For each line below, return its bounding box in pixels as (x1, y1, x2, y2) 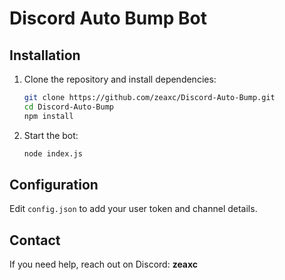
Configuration (9, 176, 99, 193)
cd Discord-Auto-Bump (23, 102, 114, 112)
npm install (23, 111, 74, 121)
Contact (9, 232, 61, 249)
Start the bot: (23, 129, 79, 141)
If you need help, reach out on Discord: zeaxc (9, 258, 199, 271)
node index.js (23, 148, 83, 159)
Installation (9, 47, 81, 64)
